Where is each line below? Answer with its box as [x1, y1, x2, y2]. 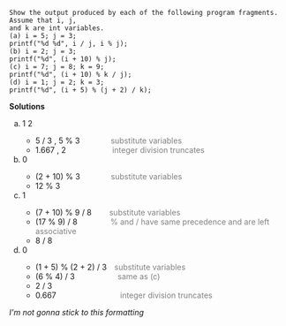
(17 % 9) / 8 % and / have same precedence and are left [34, 216, 270, 227]
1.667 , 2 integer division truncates [34, 145, 205, 155]
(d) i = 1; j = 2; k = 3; [9, 78, 104, 87]
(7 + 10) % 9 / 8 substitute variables [34, 208, 181, 217]
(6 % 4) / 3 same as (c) [34, 271, 161, 282]
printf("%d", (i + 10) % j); [9, 55, 117, 64]
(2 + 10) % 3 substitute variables [34, 171, 183, 181]
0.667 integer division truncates [34, 290, 214, 300]
